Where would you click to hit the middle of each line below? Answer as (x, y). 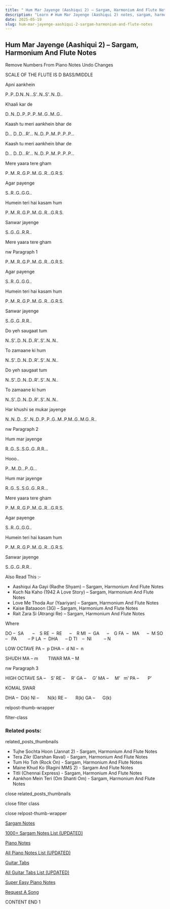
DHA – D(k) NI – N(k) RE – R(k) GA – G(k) (58, 698)
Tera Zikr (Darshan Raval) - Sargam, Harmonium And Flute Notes (80, 757)
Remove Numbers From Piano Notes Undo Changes (59, 65)
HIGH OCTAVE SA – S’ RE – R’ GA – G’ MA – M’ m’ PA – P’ (78, 678)
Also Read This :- (23, 577)
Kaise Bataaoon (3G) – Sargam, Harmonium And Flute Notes (75, 608)
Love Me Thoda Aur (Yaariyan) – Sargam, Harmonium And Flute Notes (86, 603)
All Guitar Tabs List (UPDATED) (37, 872)
